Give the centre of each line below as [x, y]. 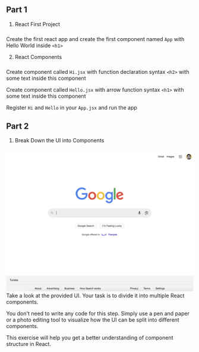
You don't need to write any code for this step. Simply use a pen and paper [98, 314]
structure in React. [29, 344]
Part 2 [18, 127]
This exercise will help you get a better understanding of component [90, 338]
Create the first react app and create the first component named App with [95, 39]
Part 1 [17, 10]
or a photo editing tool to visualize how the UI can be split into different [93, 320]
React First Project [37, 24]
